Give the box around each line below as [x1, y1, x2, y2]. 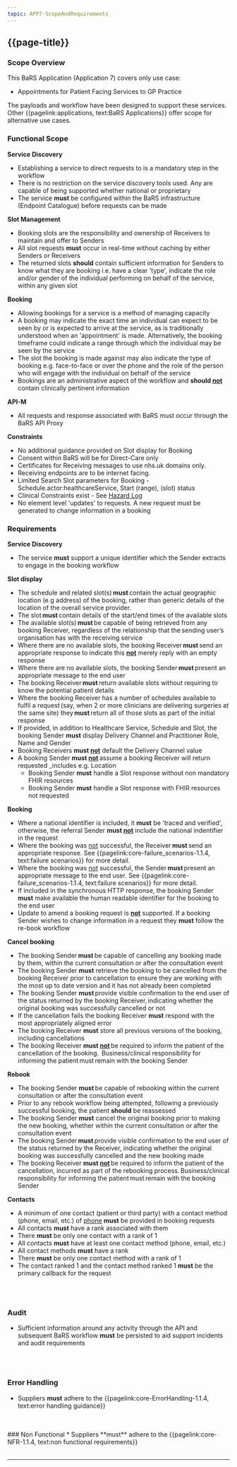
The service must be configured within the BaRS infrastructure [17, 194, 201, 202]
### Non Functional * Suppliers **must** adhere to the [7, 1430, 168, 1439]
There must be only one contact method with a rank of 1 [17, 1253, 181, 1262]
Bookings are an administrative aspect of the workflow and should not [17, 376, 223, 385]
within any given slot [17, 281, 78, 290]
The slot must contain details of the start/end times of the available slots [17, 611, 228, 619]
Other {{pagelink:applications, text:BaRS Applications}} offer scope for [7, 109, 213, 117]
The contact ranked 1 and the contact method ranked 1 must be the [17, 1261, 214, 1270]
